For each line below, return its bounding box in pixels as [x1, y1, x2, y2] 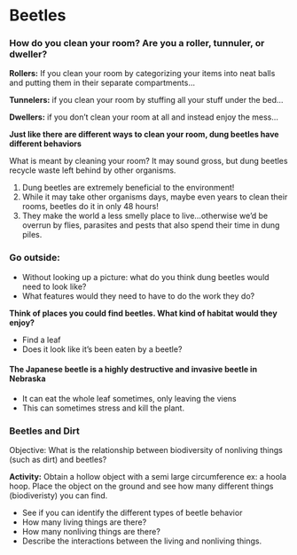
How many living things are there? [21, 517, 147, 528]
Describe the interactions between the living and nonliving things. [21, 535, 262, 546]
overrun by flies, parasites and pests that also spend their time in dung [21, 220, 280, 231]
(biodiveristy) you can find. [9, 490, 108, 501]
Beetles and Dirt [9, 425, 80, 437]
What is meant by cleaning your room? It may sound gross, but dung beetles [9, 156, 288, 167]
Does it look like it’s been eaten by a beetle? [21, 343, 183, 355]
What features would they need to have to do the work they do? [21, 290, 255, 301]
